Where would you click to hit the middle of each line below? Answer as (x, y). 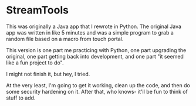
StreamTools (38, 10)
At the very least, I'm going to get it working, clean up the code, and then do (98, 85)
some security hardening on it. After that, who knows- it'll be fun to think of (97, 91)
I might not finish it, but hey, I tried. (48, 74)
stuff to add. (21, 98)
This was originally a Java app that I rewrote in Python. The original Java (94, 26)
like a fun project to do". (35, 63)
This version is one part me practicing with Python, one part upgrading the (96, 50)
